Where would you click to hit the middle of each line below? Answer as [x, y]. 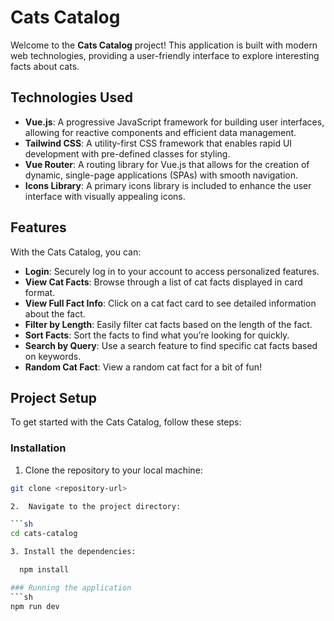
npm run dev [35, 606]
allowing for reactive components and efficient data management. [160, 132]
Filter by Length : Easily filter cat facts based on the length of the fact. [168, 324]
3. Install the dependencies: [73, 552]
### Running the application [71, 587]
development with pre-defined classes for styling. [127, 153]
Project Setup [54, 397]
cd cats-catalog [44, 534]
